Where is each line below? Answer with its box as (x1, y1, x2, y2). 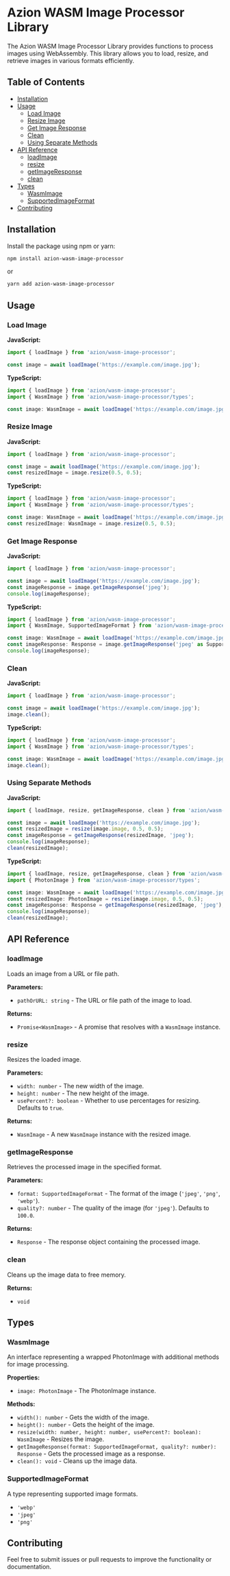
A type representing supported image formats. (7, 1490, 138, 1498)
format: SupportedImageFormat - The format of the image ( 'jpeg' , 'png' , (16, 1190, 220, 1198)
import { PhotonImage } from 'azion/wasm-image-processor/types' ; (7, 877, 201, 884)
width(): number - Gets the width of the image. (16, 1413, 150, 1422)
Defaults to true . (16, 1104, 64, 1112)
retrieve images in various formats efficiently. (7, 56, 135, 64)
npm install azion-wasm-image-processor (7, 255, 125, 262)
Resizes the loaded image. (7, 1055, 82, 1064)
